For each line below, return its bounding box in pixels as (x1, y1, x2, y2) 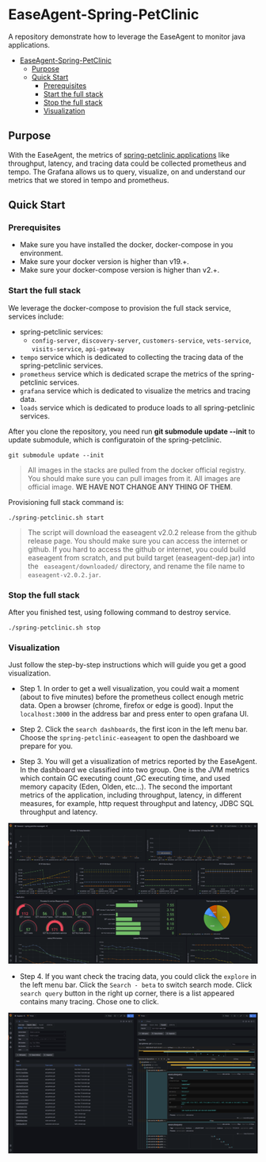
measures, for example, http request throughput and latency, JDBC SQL (19, 799, 255, 808)
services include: (8, 312, 64, 321)
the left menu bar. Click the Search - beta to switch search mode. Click (19, 980, 253, 990)
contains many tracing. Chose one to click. (19, 997, 160, 1007)
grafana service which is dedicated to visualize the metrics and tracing (19, 386, 251, 396)
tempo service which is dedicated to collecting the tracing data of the (19, 352, 244, 361)
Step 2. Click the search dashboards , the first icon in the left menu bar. (19, 724, 248, 734)
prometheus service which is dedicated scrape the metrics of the (19, 369, 230, 378)
